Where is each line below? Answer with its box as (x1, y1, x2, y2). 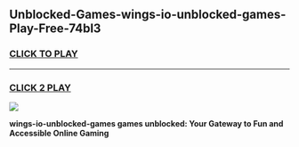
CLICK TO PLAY (9, 48, 78, 61)
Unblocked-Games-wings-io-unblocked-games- (9, 7, 287, 22)
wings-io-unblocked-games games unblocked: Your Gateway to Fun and (9, 118, 284, 128)
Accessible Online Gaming (9, 127, 109, 138)
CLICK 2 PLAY (9, 81, 71, 94)
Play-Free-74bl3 (9, 21, 101, 37)
